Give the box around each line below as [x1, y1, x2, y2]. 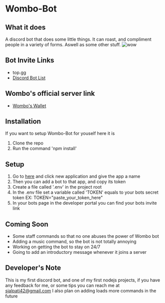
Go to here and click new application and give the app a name [12, 174, 140, 180]
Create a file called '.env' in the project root [12, 184, 102, 190]
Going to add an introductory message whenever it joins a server [12, 249, 147, 255]
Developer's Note [5, 264, 61, 272]
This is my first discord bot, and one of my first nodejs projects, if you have [5, 277, 160, 283]
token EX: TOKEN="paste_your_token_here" [12, 195, 103, 201]
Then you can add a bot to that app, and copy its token [12, 179, 126, 185]
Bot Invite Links [5, 56, 54, 65]
